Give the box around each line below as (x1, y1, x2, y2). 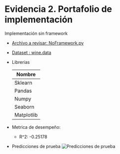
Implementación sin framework (4, 30, 68, 36)
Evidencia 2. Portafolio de (4, 3, 112, 15)
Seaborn (14, 103, 35, 110)
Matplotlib (14, 111, 38, 118)
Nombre (16, 71, 36, 78)
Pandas (14, 87, 32, 94)
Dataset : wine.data (11, 50, 51, 55)
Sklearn (14, 79, 33, 86)
